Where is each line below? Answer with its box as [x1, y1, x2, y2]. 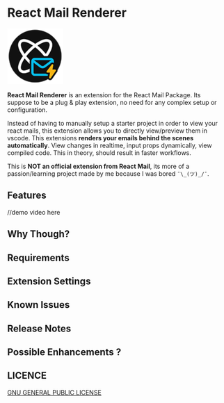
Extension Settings [7, 275, 91, 287]
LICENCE [7, 370, 47, 381]
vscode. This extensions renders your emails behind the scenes [7, 133, 194, 142]
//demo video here [7, 208, 61, 216]
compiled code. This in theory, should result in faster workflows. [7, 148, 191, 157]
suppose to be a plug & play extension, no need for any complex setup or [7, 98, 217, 106]
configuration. [7, 106, 47, 114]
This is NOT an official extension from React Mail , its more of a [7, 162, 190, 170]
